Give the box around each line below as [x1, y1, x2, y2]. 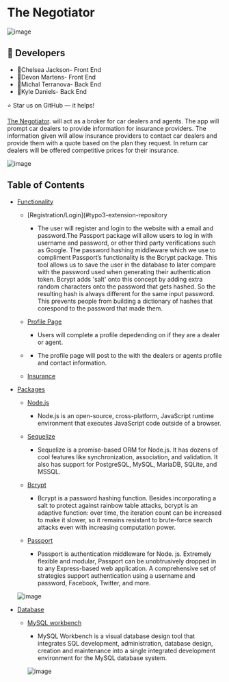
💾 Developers [7, 47, 66, 59]
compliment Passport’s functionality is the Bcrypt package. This [37, 253, 217, 261]
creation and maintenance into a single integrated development [37, 646, 216, 655]
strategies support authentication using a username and [37, 571, 196, 580]
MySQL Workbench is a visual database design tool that [37, 632, 196, 640]
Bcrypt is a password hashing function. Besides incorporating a [37, 494, 217, 502]
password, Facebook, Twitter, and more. [37, 579, 151, 587]
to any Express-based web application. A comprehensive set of [37, 564, 217, 572]
